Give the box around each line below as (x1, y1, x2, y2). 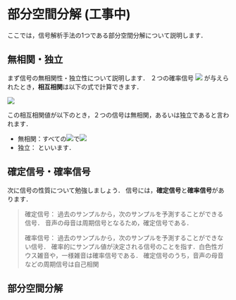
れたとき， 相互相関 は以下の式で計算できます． (7, 82, 143, 91)
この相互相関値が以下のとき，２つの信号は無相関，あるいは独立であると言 (7, 111, 223, 119)
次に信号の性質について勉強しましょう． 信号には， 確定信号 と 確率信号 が (7, 186, 218, 194)
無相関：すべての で (17, 135, 80, 143)
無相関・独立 (7, 54, 63, 65)
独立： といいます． (17, 143, 75, 151)
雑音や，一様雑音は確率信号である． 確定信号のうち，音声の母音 (37, 251, 224, 259)
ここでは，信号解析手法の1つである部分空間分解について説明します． (7, 31, 207, 39)
